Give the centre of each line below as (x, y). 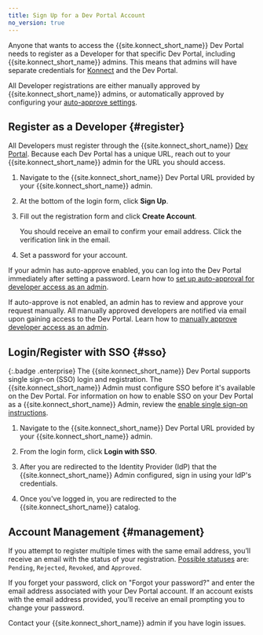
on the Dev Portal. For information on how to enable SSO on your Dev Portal (131, 396)
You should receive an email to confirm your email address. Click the (130, 232)
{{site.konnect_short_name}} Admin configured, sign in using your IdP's (135, 475)
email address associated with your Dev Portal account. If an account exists (131, 591)
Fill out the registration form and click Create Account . (108, 216)
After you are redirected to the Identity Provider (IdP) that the (118, 467)
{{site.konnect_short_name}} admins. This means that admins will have (123, 62)
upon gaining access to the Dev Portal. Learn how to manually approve (123, 319)
